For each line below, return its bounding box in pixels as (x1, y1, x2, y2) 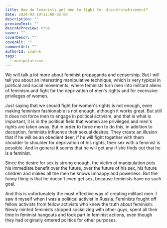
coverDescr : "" (5, 35, 37, 40)
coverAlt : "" (5, 40, 32, 45)
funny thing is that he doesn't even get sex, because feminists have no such (5, 176, 162, 182)
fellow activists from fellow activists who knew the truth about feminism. (5, 201, 154, 207)
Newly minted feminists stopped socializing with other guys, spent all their (5, 207, 158, 213)
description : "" (5, 16, 39, 21)
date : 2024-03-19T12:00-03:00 (5, 12, 68, 17)
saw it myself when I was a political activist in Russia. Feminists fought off (5, 196, 157, 202)
